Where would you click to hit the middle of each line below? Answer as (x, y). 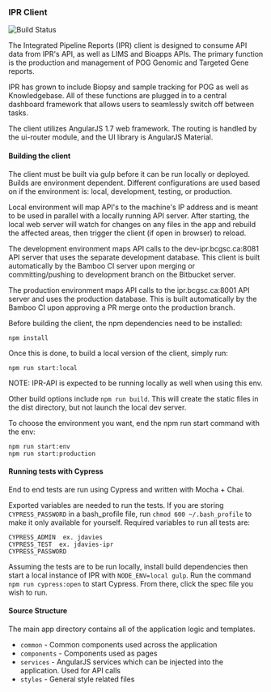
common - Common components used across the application (119, 644)
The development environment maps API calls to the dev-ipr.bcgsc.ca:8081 (133, 248)
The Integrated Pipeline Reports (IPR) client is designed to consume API (128, 45)
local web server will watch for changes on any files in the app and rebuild (132, 224)
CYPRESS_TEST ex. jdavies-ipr (61, 544)
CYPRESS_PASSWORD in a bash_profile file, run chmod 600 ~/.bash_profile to (130, 514)
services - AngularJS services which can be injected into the (122, 662)
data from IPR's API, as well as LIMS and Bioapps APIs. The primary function (136, 54)
